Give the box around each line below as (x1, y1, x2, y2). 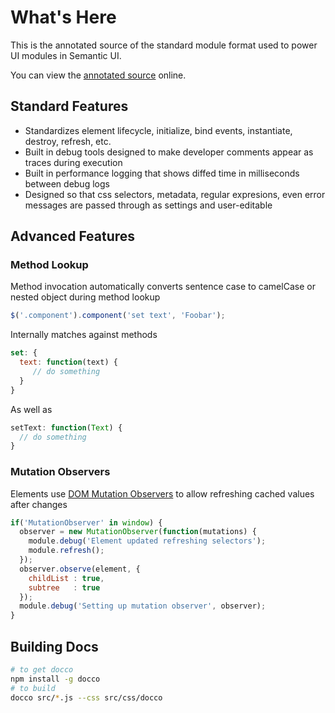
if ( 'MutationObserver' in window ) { (10, 517, 163, 528)
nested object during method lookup (10, 291, 161, 303)
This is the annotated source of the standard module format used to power (10, 39, 318, 51)
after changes (10, 498, 68, 510)
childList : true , (28, 573, 105, 583)
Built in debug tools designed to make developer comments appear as (24, 146, 314, 158)
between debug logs (24, 177, 110, 190)
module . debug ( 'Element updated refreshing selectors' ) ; (28, 536, 267, 546)
